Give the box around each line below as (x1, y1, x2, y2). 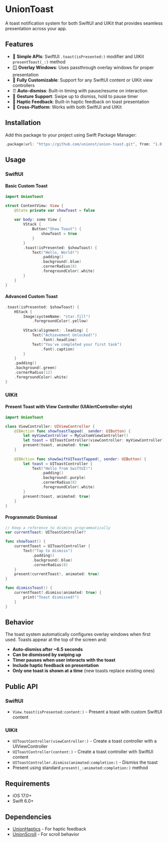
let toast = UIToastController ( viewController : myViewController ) (23, 438, 164, 443)
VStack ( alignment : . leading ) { (23, 328, 88, 333)
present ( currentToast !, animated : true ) (14, 572, 99, 577)
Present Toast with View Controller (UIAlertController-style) (5, 403, 132, 410)
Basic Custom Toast (5, 183, 48, 189)
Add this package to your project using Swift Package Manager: (5, 132, 137, 138)
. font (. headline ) (40, 337, 77, 342)
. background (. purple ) (40, 475, 86, 480)
